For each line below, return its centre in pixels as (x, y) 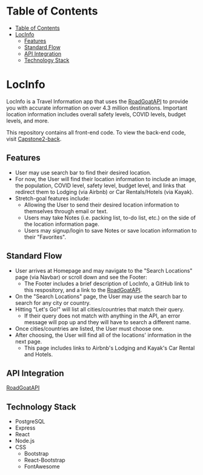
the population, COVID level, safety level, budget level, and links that (100, 185)
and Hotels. (38, 354)
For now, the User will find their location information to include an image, (106, 179)
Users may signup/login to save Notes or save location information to (110, 230)
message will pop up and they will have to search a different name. (108, 322)
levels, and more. (28, 121)
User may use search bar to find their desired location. (83, 172)
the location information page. (62, 224)
